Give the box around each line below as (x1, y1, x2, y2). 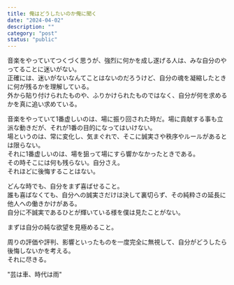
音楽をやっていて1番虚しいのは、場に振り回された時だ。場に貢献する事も (7, 115, 218, 123)
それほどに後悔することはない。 (7, 167, 99, 175)
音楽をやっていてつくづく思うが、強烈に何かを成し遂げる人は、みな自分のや (7, 57, 227, 65)
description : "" (7, 23, 54, 30)
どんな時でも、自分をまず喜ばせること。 (7, 182, 124, 191)
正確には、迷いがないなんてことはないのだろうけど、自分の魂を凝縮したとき (7, 74, 227, 82)
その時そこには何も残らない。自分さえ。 (7, 159, 124, 167)
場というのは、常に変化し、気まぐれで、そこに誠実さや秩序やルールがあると (7, 132, 228, 140)
